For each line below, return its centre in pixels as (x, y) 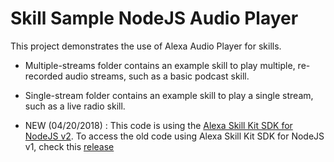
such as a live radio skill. (75, 106)
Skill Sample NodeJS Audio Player (154, 18)
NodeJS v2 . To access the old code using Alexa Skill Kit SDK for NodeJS (174, 136)
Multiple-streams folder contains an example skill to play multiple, (160, 65)
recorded (43, 76)
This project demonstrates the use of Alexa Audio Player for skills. (146, 46)
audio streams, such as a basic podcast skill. (157, 76)
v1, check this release (69, 146)
